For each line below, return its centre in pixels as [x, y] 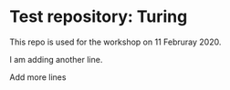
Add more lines [38, 77]
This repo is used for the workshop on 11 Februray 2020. [115, 42]
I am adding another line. [56, 59]
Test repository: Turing [99, 17]
